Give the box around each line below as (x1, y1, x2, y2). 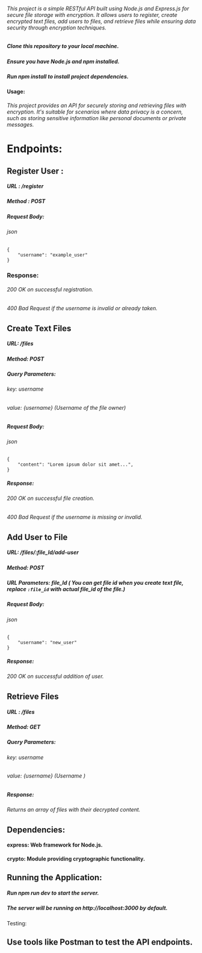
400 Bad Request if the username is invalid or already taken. (7, 304, 158, 312)
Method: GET (7, 723, 41, 730)
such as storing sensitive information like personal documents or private (7, 114, 187, 121)
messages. (7, 121, 34, 128)
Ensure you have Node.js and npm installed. (7, 58, 120, 65)
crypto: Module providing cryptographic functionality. (7, 855, 145, 862)
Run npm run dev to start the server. (7, 889, 99, 897)
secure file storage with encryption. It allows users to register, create (7, 11, 178, 18)
